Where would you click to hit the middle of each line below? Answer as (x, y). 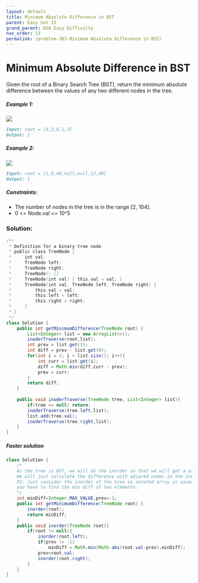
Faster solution (25, 446)
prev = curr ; (53, 372)
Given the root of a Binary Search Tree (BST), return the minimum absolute (97, 84)
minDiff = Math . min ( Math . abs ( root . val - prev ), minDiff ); (117, 548)
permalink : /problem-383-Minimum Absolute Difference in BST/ (84, 39)
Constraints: (22, 192)
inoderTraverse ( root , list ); (62, 339)
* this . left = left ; (44, 296)
